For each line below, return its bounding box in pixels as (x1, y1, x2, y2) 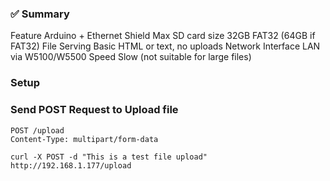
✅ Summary (10, 7, 70, 21)
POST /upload (10, 125, 65, 136)
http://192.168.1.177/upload (10, 160, 132, 171)
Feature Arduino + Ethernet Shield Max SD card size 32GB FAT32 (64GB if (10, 30, 316, 42)
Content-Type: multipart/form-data (10, 134, 159, 144)
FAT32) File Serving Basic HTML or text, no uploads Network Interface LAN (10, 40, 321, 52)
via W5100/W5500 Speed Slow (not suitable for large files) (10, 51, 252, 63)
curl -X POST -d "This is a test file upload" (10, 152, 208, 162)
